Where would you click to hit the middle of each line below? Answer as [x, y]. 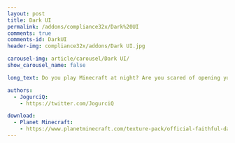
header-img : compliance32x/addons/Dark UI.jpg [76, 46]
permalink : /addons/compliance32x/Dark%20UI [73, 27]
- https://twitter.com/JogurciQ [67, 103]
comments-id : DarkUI [37, 40]
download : [22, 116]
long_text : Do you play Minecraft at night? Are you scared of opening [114, 77]
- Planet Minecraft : [43, 123]
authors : [20, 90]
